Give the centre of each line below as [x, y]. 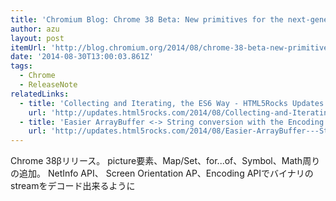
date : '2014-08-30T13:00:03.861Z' [82, 57]
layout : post [37, 38]
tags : [21, 66]
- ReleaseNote [48, 85]
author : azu [35, 29]
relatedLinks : [40, 94]
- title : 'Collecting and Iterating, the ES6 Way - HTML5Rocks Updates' [174, 103]
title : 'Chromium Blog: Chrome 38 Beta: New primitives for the [147, 19]
